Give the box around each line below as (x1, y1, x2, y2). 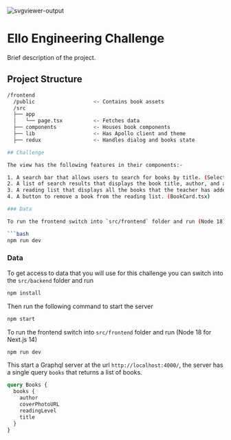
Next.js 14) (7, 335, 38, 343)
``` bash (7, 230, 30, 237)
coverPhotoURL (19, 401, 60, 408)
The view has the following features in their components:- (7, 161, 184, 168)
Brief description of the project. (7, 53, 96, 61)
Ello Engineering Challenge (7, 31, 165, 46)
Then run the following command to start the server (7, 302, 153, 310)
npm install (7, 290, 41, 297)
